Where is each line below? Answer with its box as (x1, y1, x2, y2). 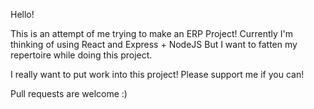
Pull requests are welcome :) (10, 88, 128, 99)
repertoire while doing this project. (10, 49, 153, 61)
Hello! (10, 9, 35, 20)
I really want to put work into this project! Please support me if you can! (10, 69, 305, 80)
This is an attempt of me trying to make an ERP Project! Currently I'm (10, 28, 293, 39)
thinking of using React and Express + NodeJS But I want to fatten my (10, 39, 298, 50)
